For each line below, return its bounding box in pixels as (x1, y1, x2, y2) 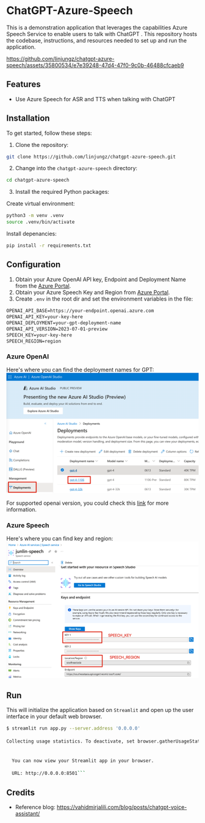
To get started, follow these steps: (6, 129, 93, 137)
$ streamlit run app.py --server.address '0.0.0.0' (6, 725, 140, 732)
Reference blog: (15, 803, 56, 811)
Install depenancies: (6, 230, 57, 238)
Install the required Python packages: (15, 188, 110, 196)
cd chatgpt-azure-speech (6, 177, 70, 183)
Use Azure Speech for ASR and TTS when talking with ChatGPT (15, 95, 176, 102)
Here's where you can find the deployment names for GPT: (6, 366, 154, 374)
